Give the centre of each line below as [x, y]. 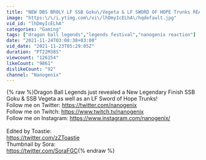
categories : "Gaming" [34, 29]
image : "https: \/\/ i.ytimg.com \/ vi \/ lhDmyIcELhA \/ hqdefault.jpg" [91, 18]
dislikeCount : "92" [31, 69]
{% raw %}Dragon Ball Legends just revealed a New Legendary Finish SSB [101, 92]
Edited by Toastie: [29, 131]
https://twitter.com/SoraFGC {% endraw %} [61, 151]
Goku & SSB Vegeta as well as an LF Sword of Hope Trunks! [82, 99]
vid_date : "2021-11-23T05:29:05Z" [51, 47]
